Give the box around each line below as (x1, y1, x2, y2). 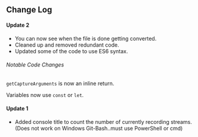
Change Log (6, 5, 52, 15)
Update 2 (6, 21, 30, 29)
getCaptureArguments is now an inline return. (6, 80, 115, 87)
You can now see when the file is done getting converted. (14, 35, 157, 42)
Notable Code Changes (6, 61, 64, 68)
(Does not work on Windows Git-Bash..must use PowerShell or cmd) (14, 125, 183, 132)
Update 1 (6, 105, 29, 112)
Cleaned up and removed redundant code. (14, 41, 119, 48)
